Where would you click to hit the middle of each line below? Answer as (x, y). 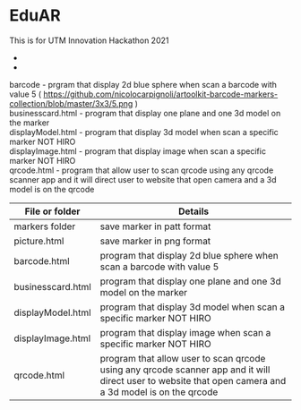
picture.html (39, 241)
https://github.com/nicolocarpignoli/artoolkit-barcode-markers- (161, 94)
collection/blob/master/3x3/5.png (71, 103)
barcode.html (42, 261)
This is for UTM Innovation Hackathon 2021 (89, 40)
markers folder (45, 226)
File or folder (52, 211)
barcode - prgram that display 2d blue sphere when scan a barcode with (143, 84)
